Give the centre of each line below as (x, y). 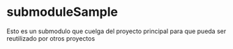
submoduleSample (62, 12)
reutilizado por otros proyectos (51, 38)
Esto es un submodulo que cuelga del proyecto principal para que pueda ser (116, 31)
